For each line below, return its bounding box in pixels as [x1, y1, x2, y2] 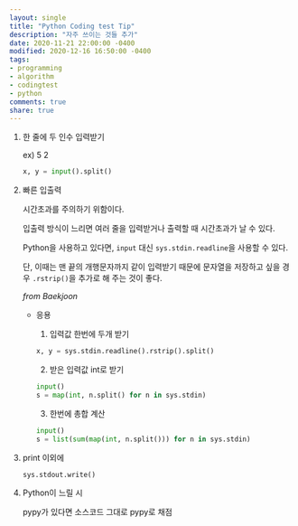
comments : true [9, 97, 67, 107]
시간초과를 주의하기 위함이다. [22, 204, 125, 215]
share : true [9, 106, 54, 115]
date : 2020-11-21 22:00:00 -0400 [9, 38, 135, 48]
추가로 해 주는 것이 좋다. [78, 273, 163, 284]
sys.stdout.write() [22, 470, 97, 479]
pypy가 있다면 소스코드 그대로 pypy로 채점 [22, 506, 173, 517]
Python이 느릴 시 [22, 487, 83, 498]
